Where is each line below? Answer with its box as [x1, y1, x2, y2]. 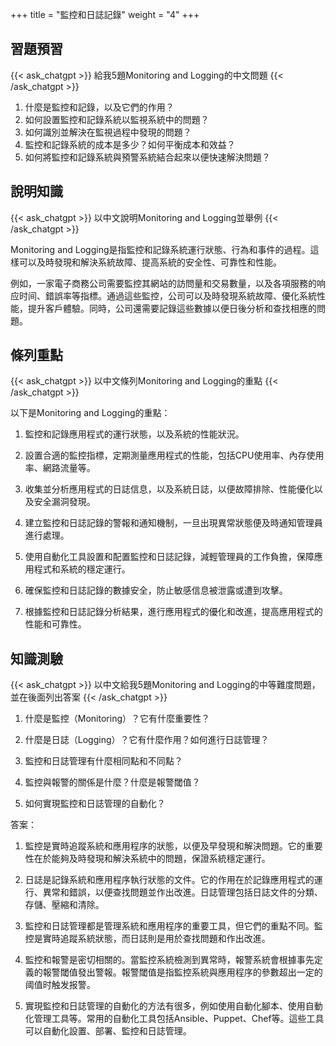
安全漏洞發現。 [33, 496, 96, 508]
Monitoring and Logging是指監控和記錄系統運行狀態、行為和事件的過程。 [10, 243, 311, 255]
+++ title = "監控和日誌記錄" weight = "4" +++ [10, 9, 200, 20]
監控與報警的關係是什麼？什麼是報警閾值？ [24, 776, 201, 788]
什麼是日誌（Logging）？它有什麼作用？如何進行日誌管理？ [24, 734, 270, 746]
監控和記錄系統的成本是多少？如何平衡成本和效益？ [24, 138, 236, 150]
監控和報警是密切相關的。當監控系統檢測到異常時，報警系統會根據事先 [24, 954, 315, 966]
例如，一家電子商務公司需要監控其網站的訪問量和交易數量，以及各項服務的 [10, 277, 317, 289]
